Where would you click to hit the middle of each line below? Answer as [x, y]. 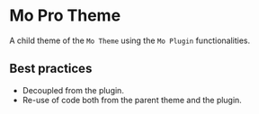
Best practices [51, 69]
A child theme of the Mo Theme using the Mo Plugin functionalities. [130, 40]
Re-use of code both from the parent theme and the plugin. [132, 100]
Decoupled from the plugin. [73, 90]
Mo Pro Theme [65, 16]
